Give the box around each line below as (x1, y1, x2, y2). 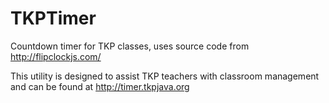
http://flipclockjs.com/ (10, 50, 102, 62)
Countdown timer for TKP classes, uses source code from (10, 40, 250, 52)
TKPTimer (10, 7, 97, 30)
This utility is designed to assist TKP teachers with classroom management (10, 70, 320, 82)
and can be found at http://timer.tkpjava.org (10, 80, 190, 92)
